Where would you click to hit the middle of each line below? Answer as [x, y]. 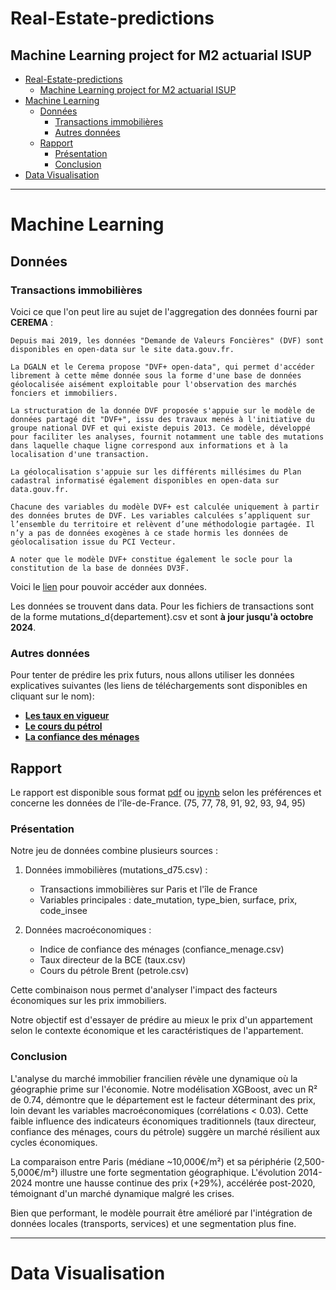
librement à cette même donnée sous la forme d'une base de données [156, 375]
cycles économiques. [54, 1142]
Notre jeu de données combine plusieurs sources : [114, 851]
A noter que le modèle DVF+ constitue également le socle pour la [151, 559]
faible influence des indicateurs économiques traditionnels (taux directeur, [163, 1121]
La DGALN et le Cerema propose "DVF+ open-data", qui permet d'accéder [162, 367]
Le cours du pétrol [63, 726]
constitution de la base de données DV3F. [100, 568]
